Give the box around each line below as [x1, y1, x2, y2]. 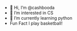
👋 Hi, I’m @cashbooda [9, 5, 55, 10]
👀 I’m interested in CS [9, 10, 54, 16]
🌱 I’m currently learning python [9, 15, 73, 21]
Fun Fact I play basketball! [9, 20, 63, 26]
